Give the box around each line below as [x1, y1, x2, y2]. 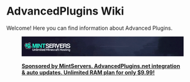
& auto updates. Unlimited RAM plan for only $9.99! [21, 69, 155, 77]
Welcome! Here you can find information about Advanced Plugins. [6, 24, 173, 32]
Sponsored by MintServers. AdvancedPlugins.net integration [21, 63, 180, 70]
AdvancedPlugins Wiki [6, 4, 124, 18]
